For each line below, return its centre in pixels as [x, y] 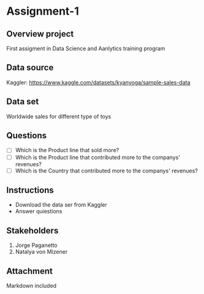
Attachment [30, 271]
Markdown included [32, 286]
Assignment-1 [43, 11]
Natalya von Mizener [41, 252]
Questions [27, 136]
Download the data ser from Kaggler [61, 205]
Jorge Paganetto [36, 245]
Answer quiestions [39, 211]
